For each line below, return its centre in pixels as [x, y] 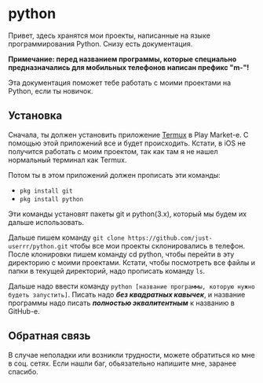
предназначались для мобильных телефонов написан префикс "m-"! [129, 67]
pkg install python [51, 199]
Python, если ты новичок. [51, 90]
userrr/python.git [38, 246]
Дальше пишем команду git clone [66, 238]
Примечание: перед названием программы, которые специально [122, 59]
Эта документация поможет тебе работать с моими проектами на [120, 83]
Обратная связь [49, 336]
